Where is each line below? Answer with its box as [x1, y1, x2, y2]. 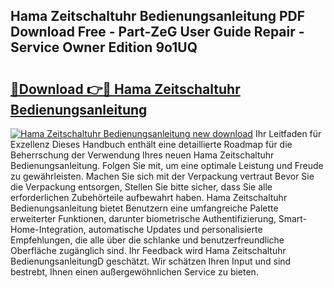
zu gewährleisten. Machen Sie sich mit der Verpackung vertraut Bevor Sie [10, 170, 315, 182]
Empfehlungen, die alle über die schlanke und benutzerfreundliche [10, 234, 285, 246]
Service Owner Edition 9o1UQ [10, 39, 198, 56]
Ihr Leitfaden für [254, 128, 322, 139]
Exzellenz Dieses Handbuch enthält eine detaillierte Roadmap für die [10, 139, 293, 150]
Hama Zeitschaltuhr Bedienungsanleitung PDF [10, 8, 306, 25]
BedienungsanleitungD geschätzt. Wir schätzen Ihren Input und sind [10, 255, 292, 267]
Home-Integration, [10, 224, 87, 235]
